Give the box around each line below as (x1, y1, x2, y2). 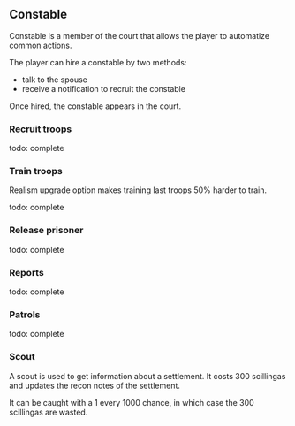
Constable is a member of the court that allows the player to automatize (9, 30, 270, 41)
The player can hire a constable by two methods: (9, 57, 187, 67)
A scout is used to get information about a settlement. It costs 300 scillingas (9, 370, 286, 381)
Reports (9, 266, 44, 278)
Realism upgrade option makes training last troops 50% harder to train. (9, 185, 268, 195)
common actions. (9, 40, 72, 50)
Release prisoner (9, 224, 84, 237)
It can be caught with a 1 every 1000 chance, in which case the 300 (9, 397, 254, 407)
